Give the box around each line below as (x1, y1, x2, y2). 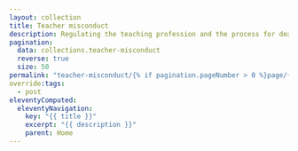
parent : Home (25, 129, 74, 138)
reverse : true (17, 54, 69, 63)
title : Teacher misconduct (9, 21, 109, 30)
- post (17, 87, 42, 96)
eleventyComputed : (9, 95, 77, 105)
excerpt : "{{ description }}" (25, 121, 137, 130)
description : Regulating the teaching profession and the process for (9, 29, 276, 38)
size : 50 (17, 63, 50, 72)
